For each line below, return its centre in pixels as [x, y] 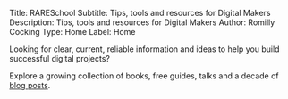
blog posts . [30, 85]
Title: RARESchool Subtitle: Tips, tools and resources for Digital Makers [140, 13]
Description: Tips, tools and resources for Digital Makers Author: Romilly [142, 22]
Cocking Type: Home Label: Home [72, 32]
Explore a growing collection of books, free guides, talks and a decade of [144, 76]
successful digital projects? [59, 58]
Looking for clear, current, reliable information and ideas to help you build [144, 49]
